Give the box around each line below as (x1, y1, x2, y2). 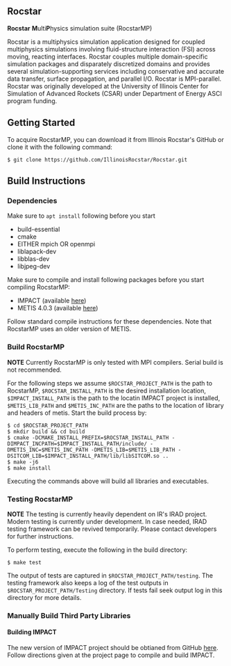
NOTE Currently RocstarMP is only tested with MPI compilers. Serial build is (7, 358, 223, 366)
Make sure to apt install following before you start (7, 212, 156, 220)
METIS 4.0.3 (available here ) (17, 304, 99, 312)
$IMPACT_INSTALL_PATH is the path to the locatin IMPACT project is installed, (7, 393, 221, 402)
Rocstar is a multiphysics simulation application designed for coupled (7, 38, 205, 46)
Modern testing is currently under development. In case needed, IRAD (7, 517, 207, 525)
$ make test (7, 559, 42, 566)
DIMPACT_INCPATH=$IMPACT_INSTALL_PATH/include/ (7, 440, 148, 447)
